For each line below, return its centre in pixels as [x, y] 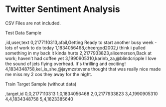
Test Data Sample [23, 32]
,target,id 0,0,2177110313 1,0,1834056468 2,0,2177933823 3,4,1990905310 [82, 93]
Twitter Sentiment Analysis [63, 9]
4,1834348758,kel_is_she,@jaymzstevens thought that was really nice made [83, 69]
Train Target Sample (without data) [41, 84]
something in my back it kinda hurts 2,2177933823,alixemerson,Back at [79, 53]
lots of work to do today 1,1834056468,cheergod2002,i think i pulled [75, 47]
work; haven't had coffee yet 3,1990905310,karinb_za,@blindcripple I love [81, 58]
